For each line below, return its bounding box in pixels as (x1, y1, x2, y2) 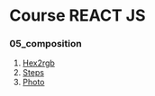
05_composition (9, 38, 83, 50)
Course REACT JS (9, 5, 146, 26)
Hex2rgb (22, 57, 56, 68)
